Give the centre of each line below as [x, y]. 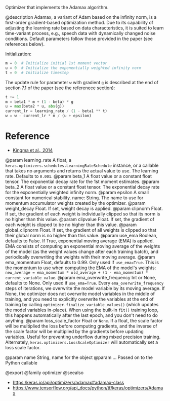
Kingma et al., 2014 [33, 150]
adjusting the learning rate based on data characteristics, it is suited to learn [84, 28]
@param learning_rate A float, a [38, 160]
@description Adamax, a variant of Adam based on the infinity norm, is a [81, 17]
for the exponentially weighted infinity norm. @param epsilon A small [77, 192]
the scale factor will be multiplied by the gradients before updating [75, 331]
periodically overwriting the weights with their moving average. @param [80, 257]
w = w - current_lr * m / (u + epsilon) [49, 116]
